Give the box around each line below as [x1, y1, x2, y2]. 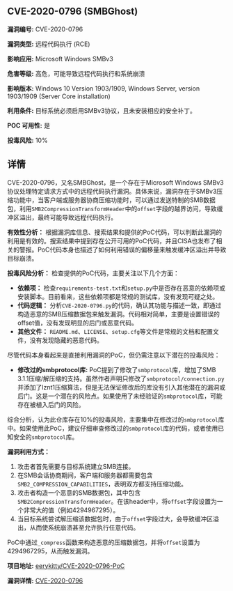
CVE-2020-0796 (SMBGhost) [7, 6, 138, 17]
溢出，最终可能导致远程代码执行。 [19, 213, 117, 222]
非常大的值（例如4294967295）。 [23, 505, 120, 514]
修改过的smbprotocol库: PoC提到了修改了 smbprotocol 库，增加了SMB [17, 365, 216, 374]
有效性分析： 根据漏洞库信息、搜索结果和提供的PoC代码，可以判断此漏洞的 [7, 228, 223, 236]
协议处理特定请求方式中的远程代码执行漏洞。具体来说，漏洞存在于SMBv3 [7, 187, 217, 195]
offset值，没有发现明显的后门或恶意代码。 [17, 318, 138, 327]
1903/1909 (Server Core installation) [7, 92, 111, 100]
